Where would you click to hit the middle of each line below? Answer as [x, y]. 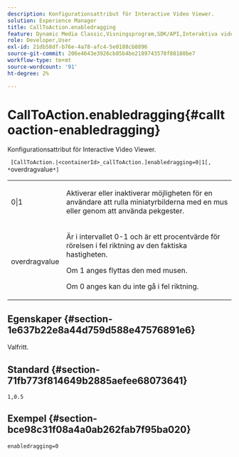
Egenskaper [35, 319]
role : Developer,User [39, 41]
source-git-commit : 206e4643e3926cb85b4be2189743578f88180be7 [101, 54]
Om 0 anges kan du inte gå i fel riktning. [133, 286]
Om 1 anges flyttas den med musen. [127, 271]
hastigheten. [87, 254]
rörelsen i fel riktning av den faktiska [127, 246]
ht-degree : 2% [28, 73]
